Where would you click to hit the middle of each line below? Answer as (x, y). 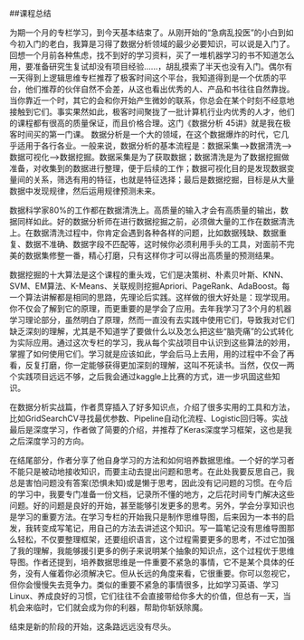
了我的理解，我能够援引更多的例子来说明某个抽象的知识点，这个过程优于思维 (152, 551)
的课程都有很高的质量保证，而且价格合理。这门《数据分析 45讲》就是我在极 (150, 123)
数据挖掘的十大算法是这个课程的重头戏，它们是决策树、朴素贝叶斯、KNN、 (149, 275)
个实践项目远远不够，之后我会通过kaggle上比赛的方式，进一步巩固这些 (141, 377)
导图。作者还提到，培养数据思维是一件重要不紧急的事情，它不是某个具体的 (148, 562)
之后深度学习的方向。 (49, 441)
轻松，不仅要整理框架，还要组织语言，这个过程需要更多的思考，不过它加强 (156, 540)
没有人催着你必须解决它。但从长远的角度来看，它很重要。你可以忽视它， (160, 573)
